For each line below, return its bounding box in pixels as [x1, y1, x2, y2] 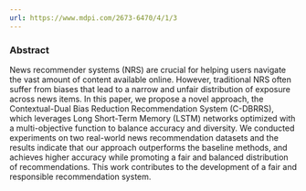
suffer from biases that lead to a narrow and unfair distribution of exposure [9, 83, 290, 94]
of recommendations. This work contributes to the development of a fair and [9, 161, 298, 172]
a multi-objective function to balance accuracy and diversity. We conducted [9, 122, 295, 133]
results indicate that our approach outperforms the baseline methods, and [9, 142, 288, 153]
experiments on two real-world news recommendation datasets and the [9, 132, 279, 143]
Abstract [9, 43, 50, 56]
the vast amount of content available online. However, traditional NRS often [9, 74, 292, 85]
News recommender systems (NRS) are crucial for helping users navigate [9, 64, 287, 75]
